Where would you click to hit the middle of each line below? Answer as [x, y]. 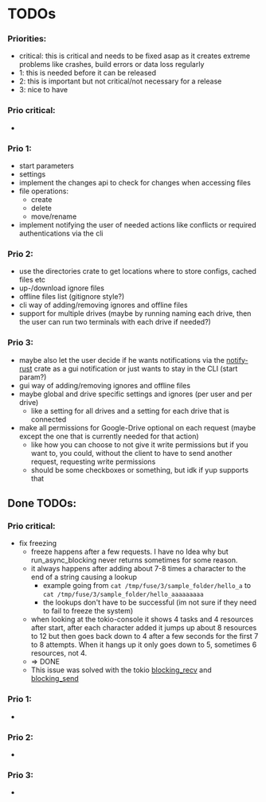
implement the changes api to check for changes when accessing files [135, 183]
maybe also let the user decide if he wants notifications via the [121, 360]
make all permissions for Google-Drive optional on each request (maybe [137, 427]
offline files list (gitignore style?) [72, 297]
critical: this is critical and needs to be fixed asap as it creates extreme [135, 56]
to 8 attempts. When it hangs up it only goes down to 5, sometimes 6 [144, 644]
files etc [32, 280]
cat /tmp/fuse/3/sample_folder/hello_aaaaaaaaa [123, 595]
